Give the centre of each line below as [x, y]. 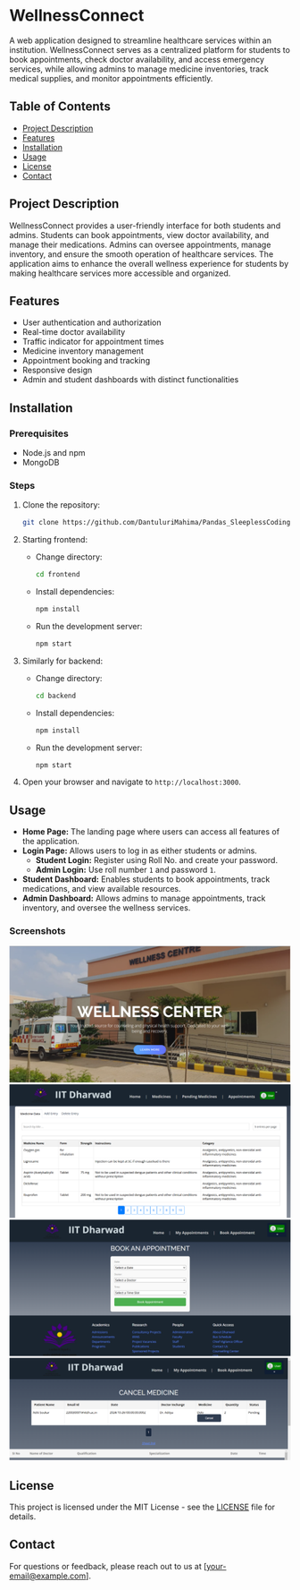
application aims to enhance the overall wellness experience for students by [149, 263]
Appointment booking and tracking [86, 361]
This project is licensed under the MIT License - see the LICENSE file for [142, 1507]
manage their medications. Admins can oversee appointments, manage [140, 244]
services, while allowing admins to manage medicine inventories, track [139, 69]
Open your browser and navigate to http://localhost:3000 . [131, 782]
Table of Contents [60, 107]
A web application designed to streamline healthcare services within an [141, 40]
